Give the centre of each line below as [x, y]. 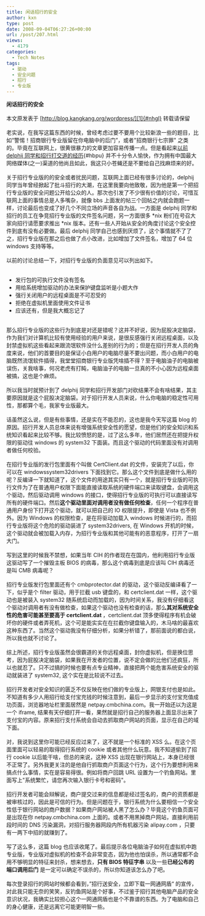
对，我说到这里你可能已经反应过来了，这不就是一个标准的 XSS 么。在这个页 [101, 742]
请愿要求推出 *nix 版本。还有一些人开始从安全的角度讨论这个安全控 [112, 223]
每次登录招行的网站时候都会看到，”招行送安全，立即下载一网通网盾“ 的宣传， [102, 884]
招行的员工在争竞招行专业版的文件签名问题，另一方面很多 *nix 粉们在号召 [99, 216]
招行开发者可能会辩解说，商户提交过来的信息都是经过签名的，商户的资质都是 [103, 794]
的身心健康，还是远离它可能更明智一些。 [57, 907]
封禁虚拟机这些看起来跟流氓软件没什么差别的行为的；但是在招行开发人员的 [100, 345]
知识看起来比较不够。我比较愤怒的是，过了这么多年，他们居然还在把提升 [102, 435]
